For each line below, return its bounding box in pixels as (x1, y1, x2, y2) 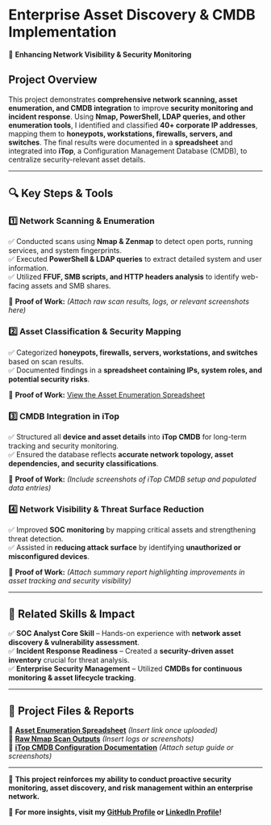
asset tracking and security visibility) (8, 576, 131, 586)
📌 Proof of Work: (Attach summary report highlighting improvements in (8, 567, 245, 577)
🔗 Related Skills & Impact (8, 607, 135, 621)
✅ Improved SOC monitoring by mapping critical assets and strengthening (8, 525, 256, 535)
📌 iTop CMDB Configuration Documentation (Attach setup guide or (8, 742, 234, 752)
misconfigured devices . (8, 552, 90, 562)
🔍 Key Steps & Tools (8, 187, 114, 200)
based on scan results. (8, 356, 85, 366)
